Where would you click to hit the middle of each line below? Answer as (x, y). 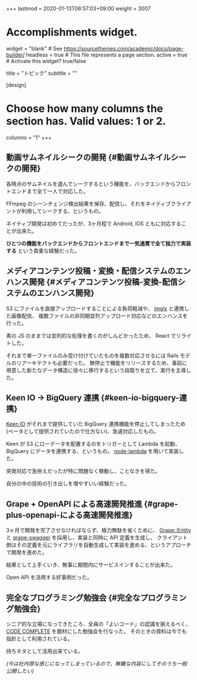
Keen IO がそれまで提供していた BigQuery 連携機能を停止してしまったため (96, 424)
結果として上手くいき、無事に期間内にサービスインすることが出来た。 (91, 565)
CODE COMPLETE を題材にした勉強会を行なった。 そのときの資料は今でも (96, 631)
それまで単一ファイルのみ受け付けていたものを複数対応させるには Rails (92, 355)
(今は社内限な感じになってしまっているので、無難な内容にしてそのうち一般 (96, 664)
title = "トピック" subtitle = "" (42, 73)
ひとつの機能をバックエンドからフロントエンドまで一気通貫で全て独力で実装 (99, 243)
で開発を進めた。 (27, 552)
